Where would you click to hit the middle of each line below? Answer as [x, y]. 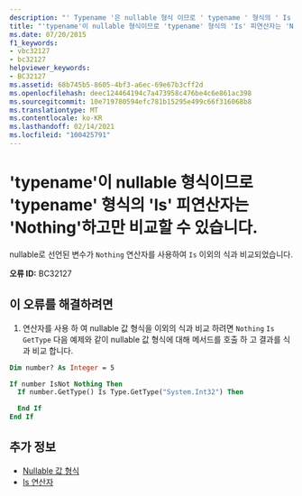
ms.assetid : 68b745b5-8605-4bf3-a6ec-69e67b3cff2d [106, 85]
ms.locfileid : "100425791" [60, 135]
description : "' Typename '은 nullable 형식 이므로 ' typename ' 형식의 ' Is [150, 18]
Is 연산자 [38, 482]
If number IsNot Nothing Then [66, 384]
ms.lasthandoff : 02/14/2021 [62, 127]
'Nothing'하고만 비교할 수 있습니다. [134, 228]
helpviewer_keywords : [50, 69]
